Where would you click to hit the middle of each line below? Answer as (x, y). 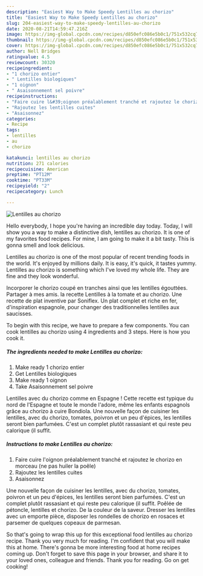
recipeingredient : (29, 68)
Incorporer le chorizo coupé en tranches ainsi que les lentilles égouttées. (97, 287)
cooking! (17, 566)
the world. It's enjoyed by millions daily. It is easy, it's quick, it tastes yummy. (101, 263)
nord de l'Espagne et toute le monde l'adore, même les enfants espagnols (98, 404)
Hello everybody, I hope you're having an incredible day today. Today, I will (99, 226)
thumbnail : (20, 40)
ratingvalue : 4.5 (28, 57)
